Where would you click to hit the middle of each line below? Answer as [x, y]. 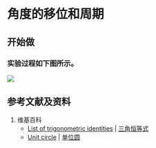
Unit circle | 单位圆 [54, 137]
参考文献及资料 [39, 102]
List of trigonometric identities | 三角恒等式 [88, 128]
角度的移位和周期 [56, 14]
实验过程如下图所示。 [42, 63]
